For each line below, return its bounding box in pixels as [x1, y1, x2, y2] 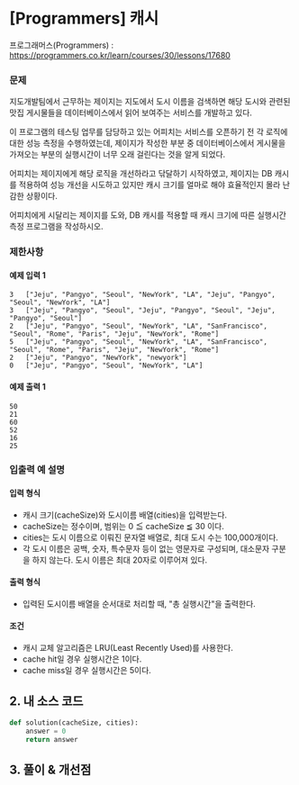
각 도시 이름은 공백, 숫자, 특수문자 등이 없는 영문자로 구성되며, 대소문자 [22, 543, 270, 554]
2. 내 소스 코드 [9, 694, 84, 709]
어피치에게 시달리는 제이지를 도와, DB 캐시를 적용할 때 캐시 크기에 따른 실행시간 [9, 210, 286, 221]
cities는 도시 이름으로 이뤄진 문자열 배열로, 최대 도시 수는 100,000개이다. [22, 532, 279, 543]
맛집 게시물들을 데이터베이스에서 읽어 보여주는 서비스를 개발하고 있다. [9, 107, 252, 118]
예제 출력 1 [9, 381, 47, 392]
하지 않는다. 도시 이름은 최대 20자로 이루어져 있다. [32, 555, 208, 565]
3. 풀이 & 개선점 [9, 762, 92, 777]
